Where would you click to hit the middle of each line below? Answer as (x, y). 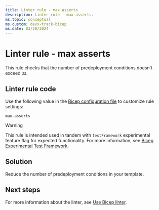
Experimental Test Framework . (37, 146)
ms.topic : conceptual (28, 19)
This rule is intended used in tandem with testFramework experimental (78, 135)
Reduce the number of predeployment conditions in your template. (75, 174)
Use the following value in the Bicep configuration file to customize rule (80, 101)
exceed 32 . (16, 73)
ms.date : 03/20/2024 (27, 29)
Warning (14, 125)
